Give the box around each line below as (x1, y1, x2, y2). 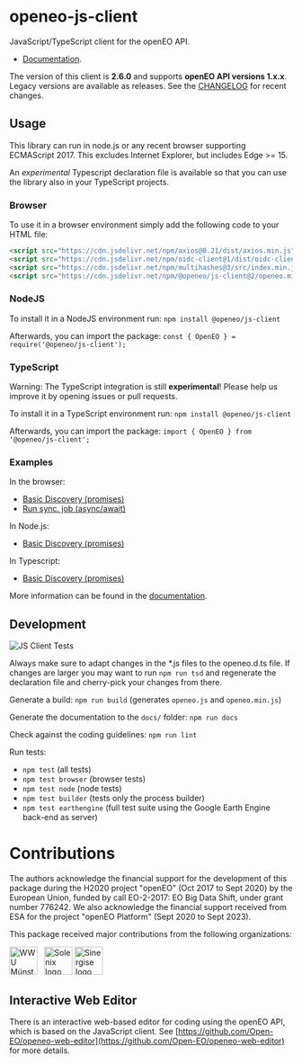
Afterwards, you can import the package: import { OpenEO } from (9, 425, 252, 437)
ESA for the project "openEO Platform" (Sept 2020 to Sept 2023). (9, 911, 252, 923)
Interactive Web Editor (9, 992, 138, 1008)
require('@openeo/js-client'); (9, 340, 127, 349)
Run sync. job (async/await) (22, 504, 126, 514)
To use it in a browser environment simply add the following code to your (9, 219, 280, 230)
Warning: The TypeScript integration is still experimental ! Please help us (9, 381, 279, 392)
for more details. (9, 1045, 70, 1056)
